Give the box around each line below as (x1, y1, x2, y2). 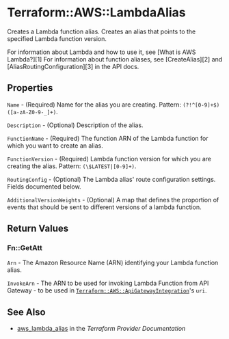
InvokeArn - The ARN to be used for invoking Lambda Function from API (7, 279, 209, 288)
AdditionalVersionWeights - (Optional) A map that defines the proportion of (7, 195, 219, 204)
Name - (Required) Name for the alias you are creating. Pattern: (7, 100, 182, 109)
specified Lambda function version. (7, 34, 107, 42)
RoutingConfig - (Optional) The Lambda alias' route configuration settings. (7, 175, 216, 183)
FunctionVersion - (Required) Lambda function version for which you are (7, 154, 212, 163)
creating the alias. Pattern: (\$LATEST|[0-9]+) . (7, 162, 137, 170)
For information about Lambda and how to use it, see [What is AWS (7, 48, 196, 56)
